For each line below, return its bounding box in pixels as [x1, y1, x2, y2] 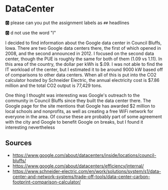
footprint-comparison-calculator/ [12, 179, 81, 185]
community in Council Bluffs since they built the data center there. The [5, 98, 151, 104]
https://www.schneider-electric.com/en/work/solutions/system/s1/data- [12, 168, 161, 174]
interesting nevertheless [5, 124, 55, 130]
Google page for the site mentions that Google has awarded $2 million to [5, 103, 155, 109]
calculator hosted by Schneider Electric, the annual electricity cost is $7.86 [5, 77, 159, 83]
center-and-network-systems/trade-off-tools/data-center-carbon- [12, 173, 150, 179]
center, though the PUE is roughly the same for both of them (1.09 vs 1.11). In [5, 56, 162, 62]
